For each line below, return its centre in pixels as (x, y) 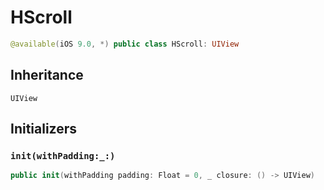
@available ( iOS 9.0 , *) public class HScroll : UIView (125, 44)
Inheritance (47, 75)
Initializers (44, 129)
